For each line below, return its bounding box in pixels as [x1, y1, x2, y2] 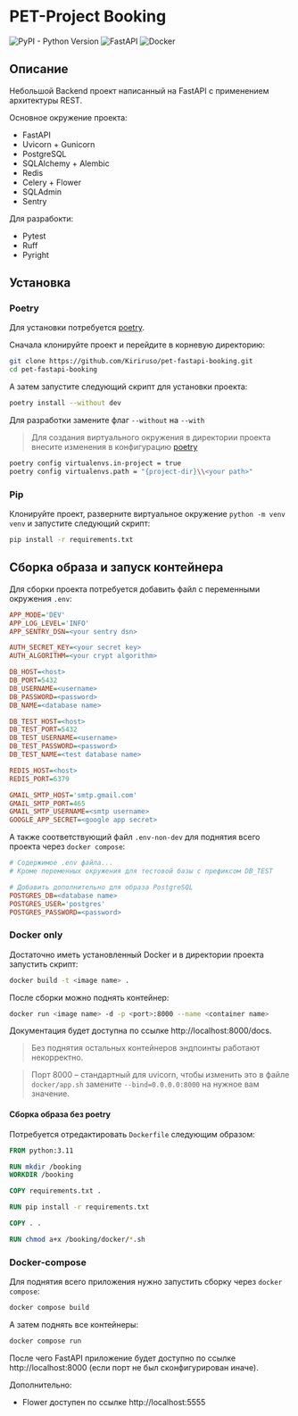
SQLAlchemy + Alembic [21, 158, 110, 169]
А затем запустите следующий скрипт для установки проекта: [9, 381, 248, 392]
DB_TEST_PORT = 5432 [9, 725, 78, 734]
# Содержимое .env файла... [9, 859, 114, 868]
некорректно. [30, 1052, 84, 1063]
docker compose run [9, 1337, 82, 1345]
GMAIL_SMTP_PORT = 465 [9, 799, 87, 808]
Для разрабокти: [9, 212, 74, 224]
